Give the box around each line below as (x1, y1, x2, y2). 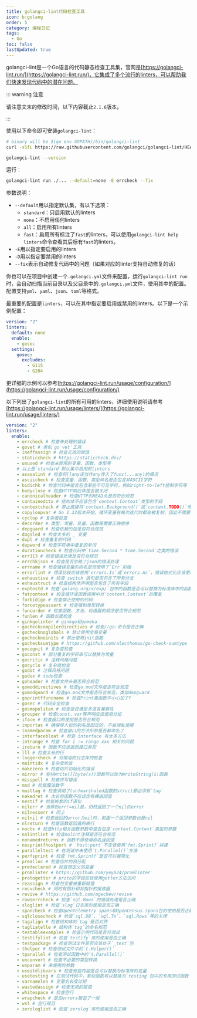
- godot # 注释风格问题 (16, 668, 69, 674)
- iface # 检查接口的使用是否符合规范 (16, 717, 100, 723)
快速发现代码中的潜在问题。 (11, 78, 78, 85)
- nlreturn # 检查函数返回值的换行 (16, 820, 95, 826)
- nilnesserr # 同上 (16, 810, 65, 816)
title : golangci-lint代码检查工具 (6, 8, 85, 15)
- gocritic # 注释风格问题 (16, 657, 77, 663)
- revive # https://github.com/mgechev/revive (16, 891, 133, 898)
